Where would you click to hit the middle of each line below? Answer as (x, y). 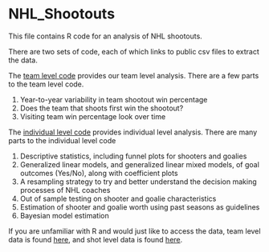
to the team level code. (46, 84)
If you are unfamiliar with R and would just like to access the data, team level (134, 231)
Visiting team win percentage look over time (93, 116)
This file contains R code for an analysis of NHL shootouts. (105, 36)
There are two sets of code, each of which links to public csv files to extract (134, 51)
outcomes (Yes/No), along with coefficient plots (99, 173)
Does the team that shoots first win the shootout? (102, 108)
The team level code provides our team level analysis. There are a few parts (134, 75)
